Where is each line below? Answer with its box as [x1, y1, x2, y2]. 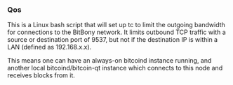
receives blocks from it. [7, 71, 76, 79]
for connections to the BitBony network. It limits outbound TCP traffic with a [7, 28, 226, 36]
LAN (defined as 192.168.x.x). [7, 43, 92, 52]
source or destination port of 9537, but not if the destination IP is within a [7, 36, 218, 44]
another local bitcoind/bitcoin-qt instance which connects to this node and [7, 64, 223, 72]
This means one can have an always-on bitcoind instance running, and [7, 56, 212, 65]
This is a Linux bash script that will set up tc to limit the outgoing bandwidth [7, 21, 226, 29]
